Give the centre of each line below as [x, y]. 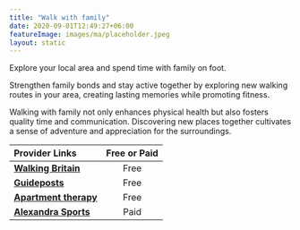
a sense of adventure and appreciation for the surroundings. [120, 132]
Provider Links [45, 153]
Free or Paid [132, 153]
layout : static [38, 43]
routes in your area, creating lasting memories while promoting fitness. [140, 95]
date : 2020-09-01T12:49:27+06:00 [72, 26]
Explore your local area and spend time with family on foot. [118, 68]
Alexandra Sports [52, 212]
